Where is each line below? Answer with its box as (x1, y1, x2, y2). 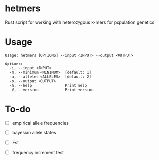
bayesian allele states (12, 129, 56, 135)
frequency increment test (12, 150, 64, 155)
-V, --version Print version (9, 87, 94, 92)
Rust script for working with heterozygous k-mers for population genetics (5, 19, 155, 25)
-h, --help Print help (9, 83, 87, 88)
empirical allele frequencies (12, 120, 69, 126)
